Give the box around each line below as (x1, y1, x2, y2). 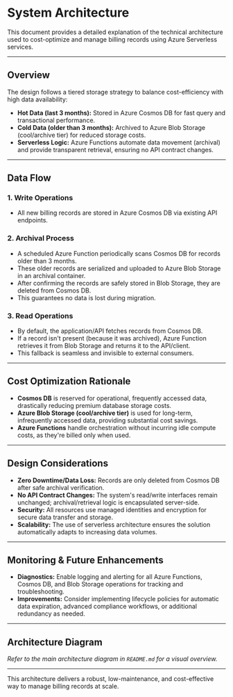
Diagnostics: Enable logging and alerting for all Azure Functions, (17, 573, 202, 581)
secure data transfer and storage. (17, 513, 113, 521)
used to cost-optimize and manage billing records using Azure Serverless (7, 35, 217, 43)
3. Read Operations (7, 311, 74, 320)
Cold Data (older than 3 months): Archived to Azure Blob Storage (17, 123, 206, 131)
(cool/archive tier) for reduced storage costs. (17, 131, 146, 139)
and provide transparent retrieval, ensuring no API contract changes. (17, 145, 214, 154)
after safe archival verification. (17, 483, 105, 491)
